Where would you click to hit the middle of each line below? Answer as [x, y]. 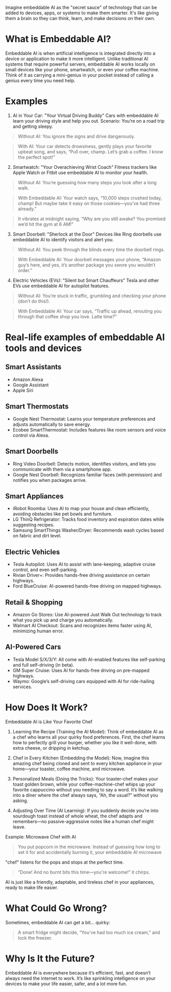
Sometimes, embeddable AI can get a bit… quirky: [58, 922]
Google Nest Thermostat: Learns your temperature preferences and [84, 419]
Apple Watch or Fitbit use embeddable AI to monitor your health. [80, 172]
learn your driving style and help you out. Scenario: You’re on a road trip [89, 121]
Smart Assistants [33, 367]
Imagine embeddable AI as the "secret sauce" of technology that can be [81, 7]
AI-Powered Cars [33, 647]
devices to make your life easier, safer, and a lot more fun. [66, 984]
